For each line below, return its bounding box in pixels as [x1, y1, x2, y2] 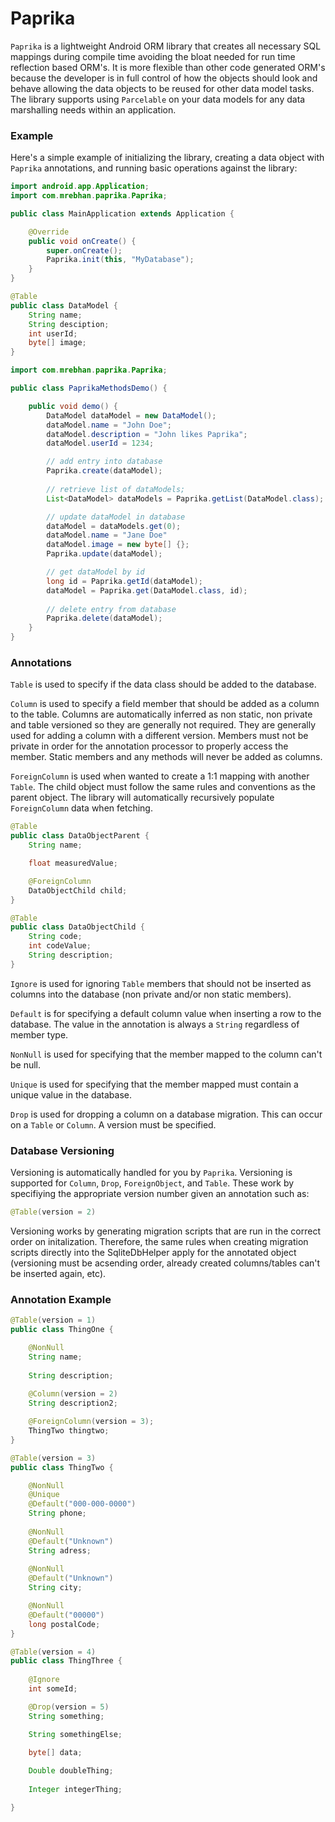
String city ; [28, 1583, 83, 1593]
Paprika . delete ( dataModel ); [46, 613, 163, 624]
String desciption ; [28, 319, 110, 329]
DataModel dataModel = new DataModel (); [46, 410, 217, 421]
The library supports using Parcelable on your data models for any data [10, 93, 306, 105]
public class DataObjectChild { [10, 922, 145, 932]
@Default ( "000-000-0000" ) [28, 1499, 137, 1509]
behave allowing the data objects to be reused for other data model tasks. [10, 82, 315, 94]
